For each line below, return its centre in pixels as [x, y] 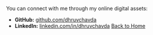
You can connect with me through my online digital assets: [77, 8]
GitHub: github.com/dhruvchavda [56, 20]
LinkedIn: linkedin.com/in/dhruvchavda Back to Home [80, 26]
